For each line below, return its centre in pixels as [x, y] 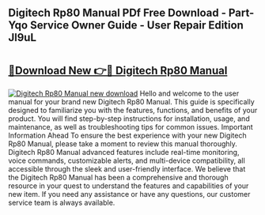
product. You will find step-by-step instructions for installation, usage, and [129, 119]
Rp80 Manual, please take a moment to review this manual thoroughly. [123, 144]
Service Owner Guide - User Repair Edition [137, 26]
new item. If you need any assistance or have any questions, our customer [129, 194]
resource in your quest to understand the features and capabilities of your [129, 186]
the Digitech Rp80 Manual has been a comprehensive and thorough [118, 177]
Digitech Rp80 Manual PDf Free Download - [117, 13]
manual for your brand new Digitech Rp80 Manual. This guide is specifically [131, 102]
